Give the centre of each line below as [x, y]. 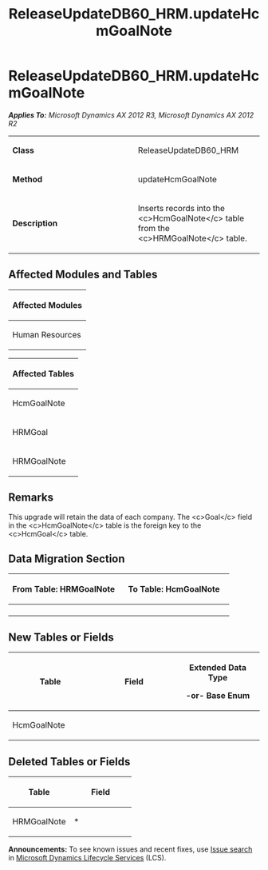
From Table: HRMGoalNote [64, 589]
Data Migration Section [67, 559]
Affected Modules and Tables [83, 275]
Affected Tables [43, 373]
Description [35, 223]
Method [28, 179]
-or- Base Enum [218, 696]
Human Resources [47, 334]
